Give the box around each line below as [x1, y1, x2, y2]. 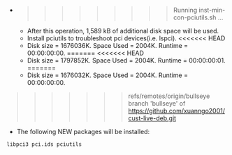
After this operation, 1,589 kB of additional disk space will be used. [27, 27, 219, 35]
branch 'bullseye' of [128, 99, 186, 107]
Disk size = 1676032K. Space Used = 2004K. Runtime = [27, 71, 188, 79]
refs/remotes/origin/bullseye [128, 92, 210, 100]
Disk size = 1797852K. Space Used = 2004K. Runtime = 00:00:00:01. [27, 56, 226, 65]
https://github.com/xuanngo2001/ [128, 107, 225, 115]
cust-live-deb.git [128, 114, 176, 122]
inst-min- [198, 6, 226, 14]
